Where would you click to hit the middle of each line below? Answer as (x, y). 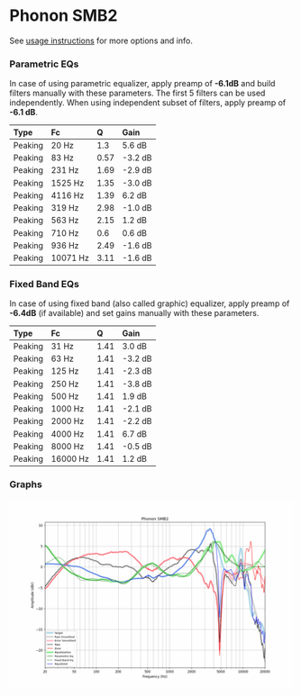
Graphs (26, 484)
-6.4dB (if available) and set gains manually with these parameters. (134, 313)
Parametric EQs (44, 64)
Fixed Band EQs (44, 284)
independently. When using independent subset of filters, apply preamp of (148, 103)
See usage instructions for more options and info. (101, 41)
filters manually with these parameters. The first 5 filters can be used (137, 93)
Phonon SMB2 (64, 16)
